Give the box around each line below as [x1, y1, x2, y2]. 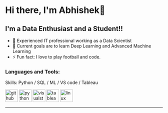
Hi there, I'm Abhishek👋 [5, 4, 105, 16]
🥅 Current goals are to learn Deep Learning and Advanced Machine [12, 43, 151, 49]
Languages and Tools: [5, 68, 60, 75]
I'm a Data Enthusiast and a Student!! [5, 24, 123, 33]
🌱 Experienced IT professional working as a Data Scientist [12, 37, 132, 43]
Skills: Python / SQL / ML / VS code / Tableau [5, 79, 98, 85]
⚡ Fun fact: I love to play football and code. [12, 54, 101, 59]
